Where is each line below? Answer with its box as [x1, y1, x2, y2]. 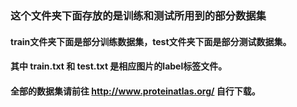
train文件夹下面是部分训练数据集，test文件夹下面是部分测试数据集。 [10, 35, 292, 47]
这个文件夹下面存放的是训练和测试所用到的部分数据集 [10, 8, 267, 22]
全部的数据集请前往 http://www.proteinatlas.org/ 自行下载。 [10, 85, 261, 97]
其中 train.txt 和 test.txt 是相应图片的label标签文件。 [10, 60, 228, 72]
